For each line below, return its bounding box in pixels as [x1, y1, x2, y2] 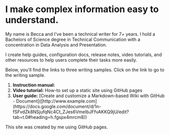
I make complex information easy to [5, 4, 159, 15]
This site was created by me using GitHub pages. [5, 124, 108, 130]
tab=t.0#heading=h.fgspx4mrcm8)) [12, 114, 87, 120]
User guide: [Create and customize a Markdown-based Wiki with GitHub [12, 93, 165, 99]
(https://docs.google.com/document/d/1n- [12, 103, 101, 109]
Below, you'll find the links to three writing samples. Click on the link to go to [5, 67, 165, 73]
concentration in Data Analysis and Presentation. [5, 41, 108, 48]
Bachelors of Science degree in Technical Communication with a [5, 36, 141, 42]
